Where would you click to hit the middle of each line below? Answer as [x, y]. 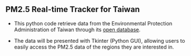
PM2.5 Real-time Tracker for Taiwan [73, 10]
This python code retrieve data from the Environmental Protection [93, 23]
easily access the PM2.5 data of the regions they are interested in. [94, 47]
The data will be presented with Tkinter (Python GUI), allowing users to [99, 40]
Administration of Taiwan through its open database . [77, 29]
